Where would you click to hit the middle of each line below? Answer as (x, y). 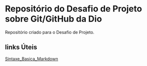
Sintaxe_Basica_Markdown (32, 59)
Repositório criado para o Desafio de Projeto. (50, 32)
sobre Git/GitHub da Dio (53, 19)
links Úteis (21, 47)
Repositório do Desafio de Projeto (73, 9)
